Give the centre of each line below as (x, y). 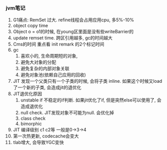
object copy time (31, 26)
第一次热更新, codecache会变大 (46, 136)
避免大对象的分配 (38, 62)
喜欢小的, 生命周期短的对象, (49, 56)
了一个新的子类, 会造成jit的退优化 (47, 87)
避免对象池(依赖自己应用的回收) (53, 75)
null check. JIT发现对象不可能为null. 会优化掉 (67, 113)
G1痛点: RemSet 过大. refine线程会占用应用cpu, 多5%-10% (73, 20)
